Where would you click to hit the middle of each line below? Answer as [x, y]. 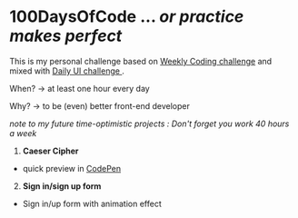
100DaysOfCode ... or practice [127, 17]
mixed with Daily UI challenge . [67, 71]
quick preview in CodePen [71, 168]
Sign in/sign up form [62, 186]
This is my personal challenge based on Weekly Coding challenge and [141, 61]
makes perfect [66, 36]
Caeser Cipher [50, 151]
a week [23, 133]
